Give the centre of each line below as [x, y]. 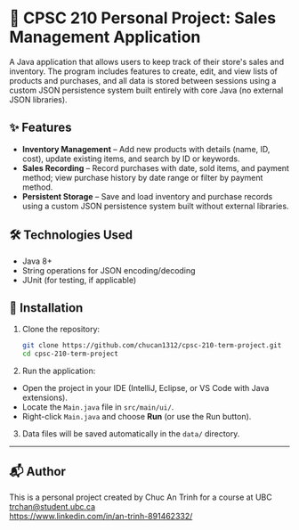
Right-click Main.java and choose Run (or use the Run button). [137, 417]
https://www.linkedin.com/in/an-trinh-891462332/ [101, 516]
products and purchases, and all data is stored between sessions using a [143, 80]
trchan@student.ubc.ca [53, 506]
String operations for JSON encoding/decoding [109, 270]
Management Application [105, 37]
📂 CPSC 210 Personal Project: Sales [143, 18]
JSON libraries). [39, 99]
